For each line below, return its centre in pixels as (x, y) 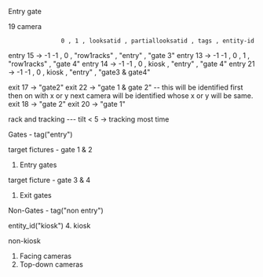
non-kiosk (24, 241)
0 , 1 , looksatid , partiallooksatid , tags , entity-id (158, 41)
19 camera (25, 26)
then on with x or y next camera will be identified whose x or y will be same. (131, 96)
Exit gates (36, 195)
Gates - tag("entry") (40, 134)
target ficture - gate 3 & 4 (49, 180)
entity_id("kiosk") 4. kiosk (49, 226)
